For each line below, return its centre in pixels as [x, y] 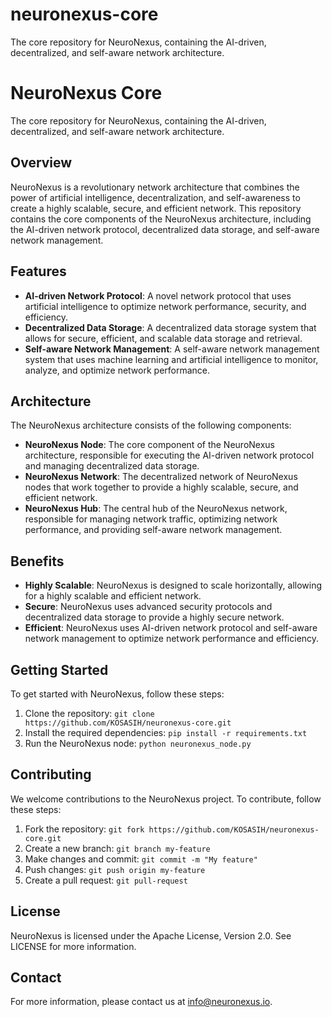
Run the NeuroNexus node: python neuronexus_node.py [138, 743]
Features [38, 271]
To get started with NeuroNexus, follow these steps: [117, 694]
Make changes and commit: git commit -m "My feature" [141, 859]
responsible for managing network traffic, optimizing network [151, 519]
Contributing [51, 774]
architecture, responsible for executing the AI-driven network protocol [169, 455]
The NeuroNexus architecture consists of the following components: [151, 425]
